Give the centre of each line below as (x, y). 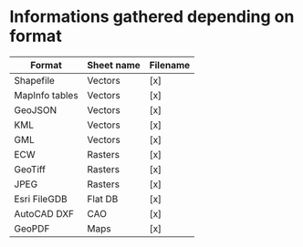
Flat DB (103, 199)
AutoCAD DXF (44, 213)
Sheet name (114, 65)
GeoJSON (36, 109)
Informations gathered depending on (152, 17)
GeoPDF (32, 228)
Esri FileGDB (41, 199)
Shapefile (34, 80)
